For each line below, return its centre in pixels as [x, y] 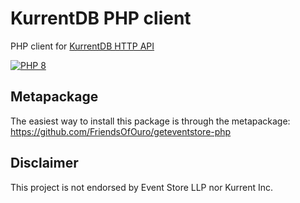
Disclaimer [44, 163]
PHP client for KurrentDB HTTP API [82, 46]
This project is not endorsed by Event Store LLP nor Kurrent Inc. [142, 187]
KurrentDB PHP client [101, 18]
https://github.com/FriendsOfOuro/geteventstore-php [121, 131]
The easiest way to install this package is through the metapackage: [150, 121]
